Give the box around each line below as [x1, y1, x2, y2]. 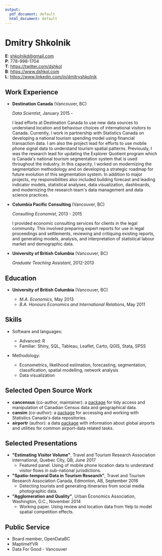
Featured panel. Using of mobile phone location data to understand [19, 463, 154, 468]
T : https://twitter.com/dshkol [5, 64, 62, 70]
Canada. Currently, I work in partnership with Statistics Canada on [12, 130, 145, 136]
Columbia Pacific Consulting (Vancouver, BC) [12, 201, 105, 207]
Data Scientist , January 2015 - [12, 110, 73, 116]
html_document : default [9, 16, 57, 21]
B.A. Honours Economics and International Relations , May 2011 [19, 301, 146, 307]
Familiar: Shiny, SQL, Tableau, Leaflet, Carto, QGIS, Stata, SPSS [19, 343, 146, 349]
